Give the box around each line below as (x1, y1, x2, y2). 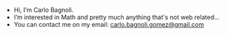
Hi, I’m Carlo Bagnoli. (13, 6, 74, 14)
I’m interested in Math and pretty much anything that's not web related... (13, 13, 220, 21)
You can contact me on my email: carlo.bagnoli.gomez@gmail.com (13, 21, 205, 28)
